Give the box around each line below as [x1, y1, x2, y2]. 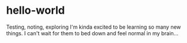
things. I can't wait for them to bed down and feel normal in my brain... [6, 29, 179, 36]
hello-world [6, 4, 66, 17]
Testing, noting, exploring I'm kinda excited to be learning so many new [6, 23, 182, 30]
